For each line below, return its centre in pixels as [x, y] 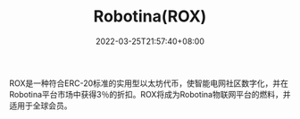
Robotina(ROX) [150, 17]
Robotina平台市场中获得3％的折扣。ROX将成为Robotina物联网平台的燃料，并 [150, 94]
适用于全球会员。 [41, 106]
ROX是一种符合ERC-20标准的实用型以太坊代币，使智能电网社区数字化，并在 [149, 83]
